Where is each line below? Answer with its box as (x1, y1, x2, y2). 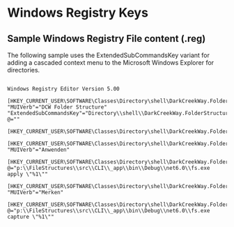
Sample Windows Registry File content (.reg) (7, 33, 206, 45)
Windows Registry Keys (7, 5, 148, 21)
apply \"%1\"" (7, 171, 49, 178)
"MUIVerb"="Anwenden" (7, 146, 70, 153)
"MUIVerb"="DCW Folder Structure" (7, 104, 108, 111)
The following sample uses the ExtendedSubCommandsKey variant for (7, 51, 210, 59)
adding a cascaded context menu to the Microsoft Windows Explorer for (7, 58, 214, 67)
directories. (7, 66, 40, 74)
